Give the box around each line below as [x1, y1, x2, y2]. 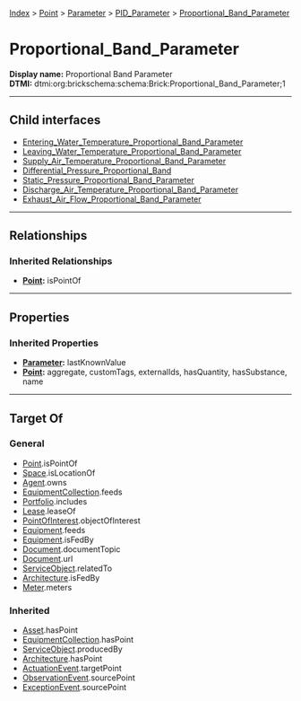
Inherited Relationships [9, 255, 113, 267]
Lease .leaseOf [21, 505, 76, 516]
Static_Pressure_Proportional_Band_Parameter [21, 174, 194, 185]
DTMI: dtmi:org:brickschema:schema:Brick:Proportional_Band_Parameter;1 [9, 78, 286, 89]
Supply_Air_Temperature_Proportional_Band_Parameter [21, 155, 227, 166]
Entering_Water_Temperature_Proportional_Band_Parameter [21, 136, 244, 147]
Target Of [9, 410, 64, 425]
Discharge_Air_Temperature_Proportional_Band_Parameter [21, 184, 239, 195]
